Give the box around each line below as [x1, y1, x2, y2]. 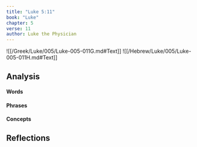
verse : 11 [6, 25, 31, 32]
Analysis [6, 71, 40, 82]
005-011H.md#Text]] [6, 54, 58, 61]
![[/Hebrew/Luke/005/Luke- [122, 47, 192, 55]
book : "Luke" [6, 14, 39, 20]
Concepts [6, 115, 31, 123]
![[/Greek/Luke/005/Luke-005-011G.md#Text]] [6, 47, 122, 55]
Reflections [6, 133, 51, 143]
